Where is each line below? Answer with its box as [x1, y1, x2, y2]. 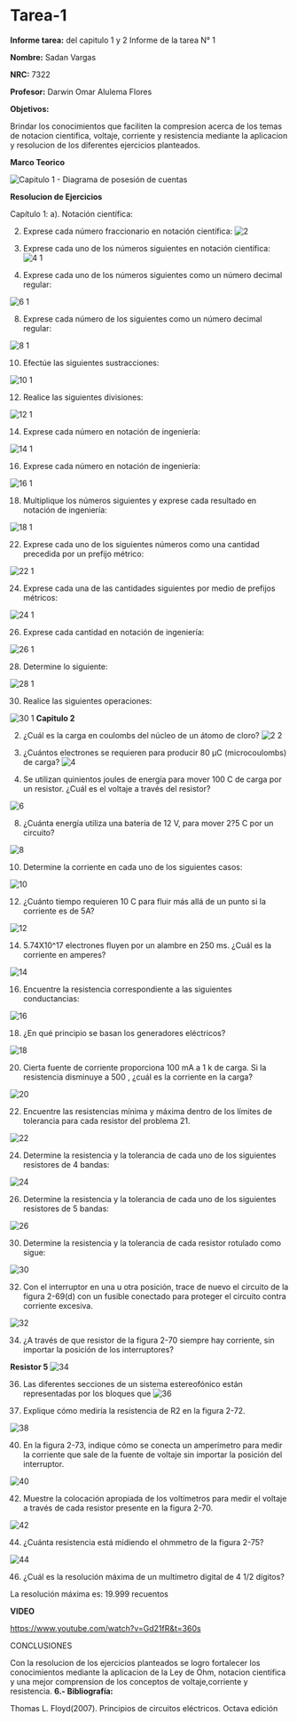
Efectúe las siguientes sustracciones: [22, 357, 160, 368]
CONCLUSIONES [10, 1640, 73, 1651]
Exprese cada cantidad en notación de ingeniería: [22, 626, 205, 637]
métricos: [22, 592, 59, 602]
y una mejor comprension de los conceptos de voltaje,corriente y [10, 1676, 248, 1686]
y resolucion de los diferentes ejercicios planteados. [10, 140, 200, 150]
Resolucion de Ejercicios [10, 191, 103, 202]
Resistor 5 [10, 1361, 49, 1372]
